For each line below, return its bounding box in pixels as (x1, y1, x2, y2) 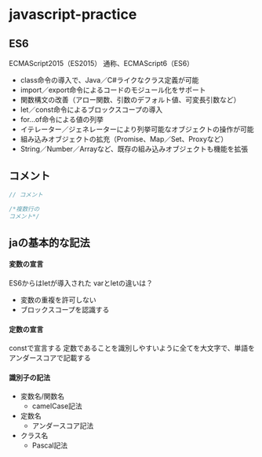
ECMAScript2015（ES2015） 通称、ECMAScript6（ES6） (9, 59, 195, 68)
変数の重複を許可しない (20, 295, 96, 304)
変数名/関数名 (20, 392, 65, 401)
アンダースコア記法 (31, 421, 94, 430)
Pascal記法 (31, 440, 68, 450)
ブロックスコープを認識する (20, 305, 110, 315)
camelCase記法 (31, 401, 83, 411)
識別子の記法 (9, 372, 50, 382)
